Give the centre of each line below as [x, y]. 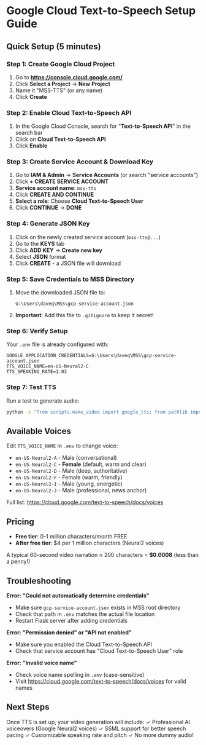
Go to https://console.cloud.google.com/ [69, 77]
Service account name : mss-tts [56, 188]
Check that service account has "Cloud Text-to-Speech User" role [99, 651]
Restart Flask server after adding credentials [71, 620]
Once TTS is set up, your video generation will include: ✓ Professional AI [98, 722]
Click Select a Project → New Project [63, 84]
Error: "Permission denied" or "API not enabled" [69, 632]
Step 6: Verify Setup [37, 331]
